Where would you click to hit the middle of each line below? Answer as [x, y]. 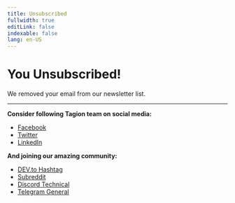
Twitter [28, 135]
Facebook [32, 127]
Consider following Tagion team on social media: [80, 114]
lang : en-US [24, 40]
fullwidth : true [31, 20]
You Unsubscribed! [64, 75]
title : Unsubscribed [37, 14]
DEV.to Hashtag [40, 169]
